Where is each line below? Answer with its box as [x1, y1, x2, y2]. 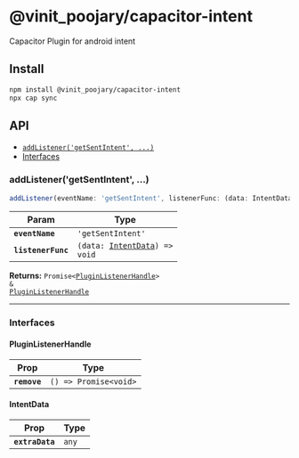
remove [13, 376, 42, 387]
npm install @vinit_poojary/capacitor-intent [9, 85, 181, 94]
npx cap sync [9, 94, 58, 102]
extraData [13, 437, 55, 446]
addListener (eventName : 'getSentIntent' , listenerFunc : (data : [9, 193, 249, 202]
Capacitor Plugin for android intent [9, 36, 136, 46]
